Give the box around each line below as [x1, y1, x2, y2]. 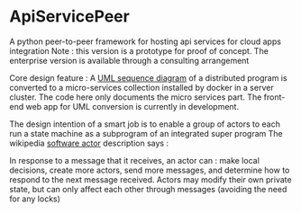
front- [263, 92, 286, 102]
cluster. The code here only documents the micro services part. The [9, 92, 262, 102]
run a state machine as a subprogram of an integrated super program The [9, 128, 284, 138]
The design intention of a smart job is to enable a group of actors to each [9, 119, 281, 129]
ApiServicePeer [9, 6, 131, 27]
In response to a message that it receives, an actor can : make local [9, 155, 260, 165]
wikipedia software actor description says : [9, 138, 169, 148]
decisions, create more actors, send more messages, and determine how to [9, 164, 290, 175]
